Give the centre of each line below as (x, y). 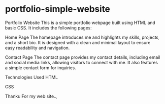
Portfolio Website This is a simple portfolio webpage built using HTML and (80, 23)
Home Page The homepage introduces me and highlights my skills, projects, (82, 37)
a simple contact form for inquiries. (41, 68)
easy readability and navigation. (37, 48)
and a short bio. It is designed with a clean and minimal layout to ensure (78, 42)
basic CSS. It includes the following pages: (49, 27)
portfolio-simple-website (58, 9)
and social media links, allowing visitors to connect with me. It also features (82, 62)
